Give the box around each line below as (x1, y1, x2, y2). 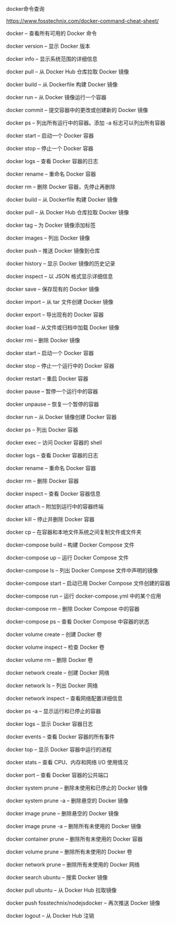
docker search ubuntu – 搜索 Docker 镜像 (6, 874, 108, 880)
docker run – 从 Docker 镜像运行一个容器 (6, 94, 107, 101)
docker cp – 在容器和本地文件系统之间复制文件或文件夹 (6, 528, 142, 536)
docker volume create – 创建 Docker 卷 (6, 631, 102, 638)
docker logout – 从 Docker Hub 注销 (6, 912, 95, 919)
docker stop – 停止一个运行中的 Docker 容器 (6, 362, 115, 369)
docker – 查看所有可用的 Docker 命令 (6, 29, 97, 37)
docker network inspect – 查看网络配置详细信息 (6, 695, 123, 702)
